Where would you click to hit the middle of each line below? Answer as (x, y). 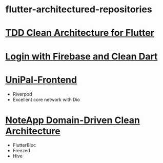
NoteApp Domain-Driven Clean (73, 120)
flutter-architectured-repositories (79, 9)
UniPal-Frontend (41, 80)
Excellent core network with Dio (46, 99)
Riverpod (22, 94)
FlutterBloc (24, 145)
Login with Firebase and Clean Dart (81, 56)
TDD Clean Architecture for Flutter (80, 33)
